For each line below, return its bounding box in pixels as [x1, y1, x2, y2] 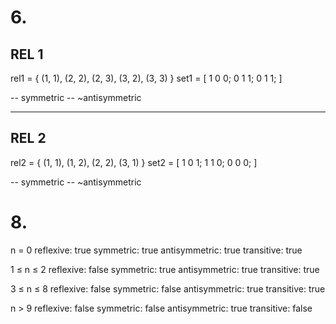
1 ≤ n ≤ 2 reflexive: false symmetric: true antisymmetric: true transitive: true [10, 263, 320, 275]
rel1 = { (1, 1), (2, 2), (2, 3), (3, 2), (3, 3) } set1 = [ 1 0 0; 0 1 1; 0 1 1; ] [10, 72, 283, 84]
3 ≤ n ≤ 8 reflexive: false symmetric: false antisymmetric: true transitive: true [10, 282, 326, 295]
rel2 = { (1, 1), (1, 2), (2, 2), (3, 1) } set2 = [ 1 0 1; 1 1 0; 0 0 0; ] [10, 156, 258, 168]
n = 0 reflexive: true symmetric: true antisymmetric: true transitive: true [10, 244, 303, 256]
